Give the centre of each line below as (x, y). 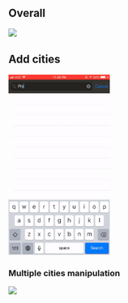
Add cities (34, 60)
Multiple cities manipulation (64, 273)
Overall (27, 13)
